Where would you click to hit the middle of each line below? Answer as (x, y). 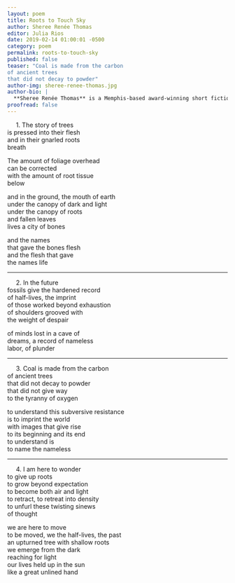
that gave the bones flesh (44, 247)
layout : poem (26, 14)
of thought (22, 514)
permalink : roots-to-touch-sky (53, 53)
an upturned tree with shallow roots (58, 542)
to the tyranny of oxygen (43, 398)
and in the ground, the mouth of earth (62, 196)
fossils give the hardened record (54, 290)
